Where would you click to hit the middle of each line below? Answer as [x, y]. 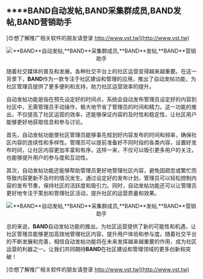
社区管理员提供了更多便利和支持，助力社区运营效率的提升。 [80, 86]
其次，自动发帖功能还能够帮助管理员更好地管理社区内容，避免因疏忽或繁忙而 [101, 170]
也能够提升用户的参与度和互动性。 [49, 157]
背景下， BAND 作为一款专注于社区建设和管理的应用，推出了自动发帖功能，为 [101, 79]
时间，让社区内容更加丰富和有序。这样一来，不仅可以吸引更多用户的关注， [104, 149]
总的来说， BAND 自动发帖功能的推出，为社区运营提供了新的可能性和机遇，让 [101, 226]
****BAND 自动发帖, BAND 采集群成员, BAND [90, 11]
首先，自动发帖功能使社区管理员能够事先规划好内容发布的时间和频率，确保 [99, 134]
